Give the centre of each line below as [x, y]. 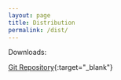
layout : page [29, 15]
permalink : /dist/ [38, 30]
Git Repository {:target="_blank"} [61, 67]
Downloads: [27, 53]
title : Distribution [42, 23]
